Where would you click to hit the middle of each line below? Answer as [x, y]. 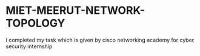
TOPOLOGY [35, 23]
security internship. [30, 46]
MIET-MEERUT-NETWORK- [75, 11]
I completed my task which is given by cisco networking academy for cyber [100, 40]
